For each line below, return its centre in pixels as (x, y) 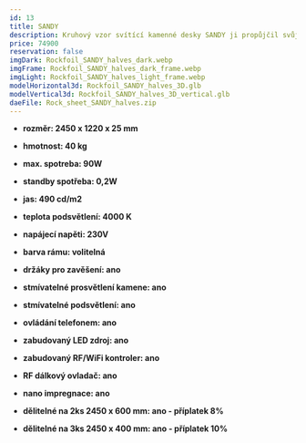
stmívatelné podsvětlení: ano (79, 305)
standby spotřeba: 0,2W (70, 181)
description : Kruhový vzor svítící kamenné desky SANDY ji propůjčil (144, 35)
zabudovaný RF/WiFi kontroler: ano (91, 358)
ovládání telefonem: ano (69, 323)
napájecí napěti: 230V (66, 234)
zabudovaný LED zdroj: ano (76, 340)
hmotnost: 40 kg (55, 146)
